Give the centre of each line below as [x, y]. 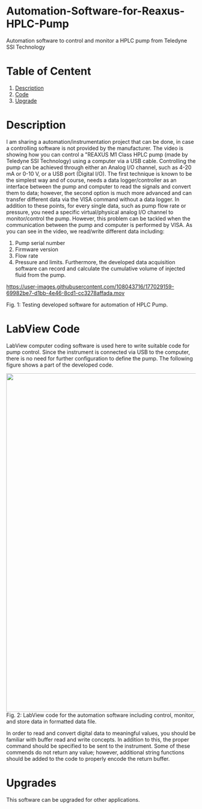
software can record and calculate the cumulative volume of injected [100, 268]
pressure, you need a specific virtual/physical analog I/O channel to [90, 212]
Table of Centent [49, 71]
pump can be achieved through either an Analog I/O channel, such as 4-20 [99, 167]
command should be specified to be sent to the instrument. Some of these [98, 746]
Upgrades [32, 783]
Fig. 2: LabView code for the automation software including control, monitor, [100, 715]
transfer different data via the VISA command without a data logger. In [93, 199]
